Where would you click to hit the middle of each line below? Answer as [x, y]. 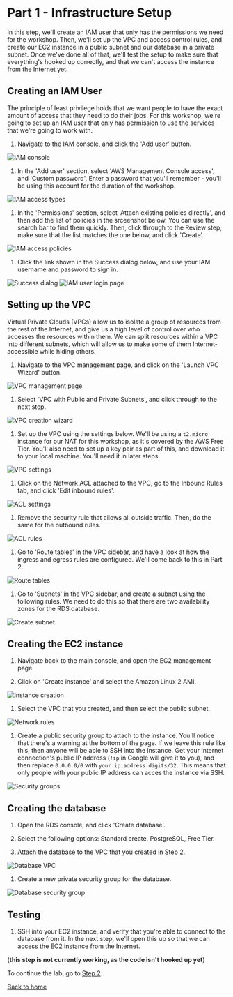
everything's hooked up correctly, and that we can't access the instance [111, 61]
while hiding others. [67, 351]
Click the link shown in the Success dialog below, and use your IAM [114, 262]
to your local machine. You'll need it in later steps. [89, 456]
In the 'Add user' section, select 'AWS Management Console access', [116, 171]
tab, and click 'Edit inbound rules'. [66, 490]
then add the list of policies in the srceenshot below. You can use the [116, 220]
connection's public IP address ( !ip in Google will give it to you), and [116, 758]
